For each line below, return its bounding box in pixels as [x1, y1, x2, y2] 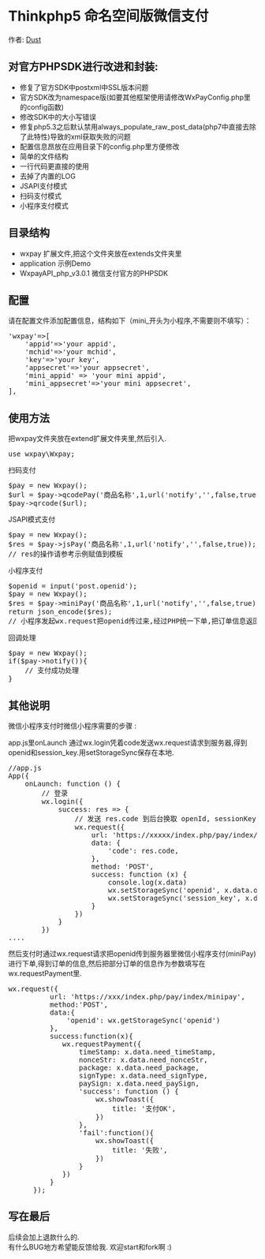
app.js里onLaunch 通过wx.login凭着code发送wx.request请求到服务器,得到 [8, 738, 248, 747]
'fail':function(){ [78, 1129, 155, 1137]
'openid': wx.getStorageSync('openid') [66, 1016, 221, 1025]
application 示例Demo [19, 258, 91, 268]
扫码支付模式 [19, 191, 62, 200]
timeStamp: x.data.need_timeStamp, [78, 1048, 217, 1056]
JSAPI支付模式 [19, 181, 68, 190]
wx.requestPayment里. [8, 969, 83, 978]
